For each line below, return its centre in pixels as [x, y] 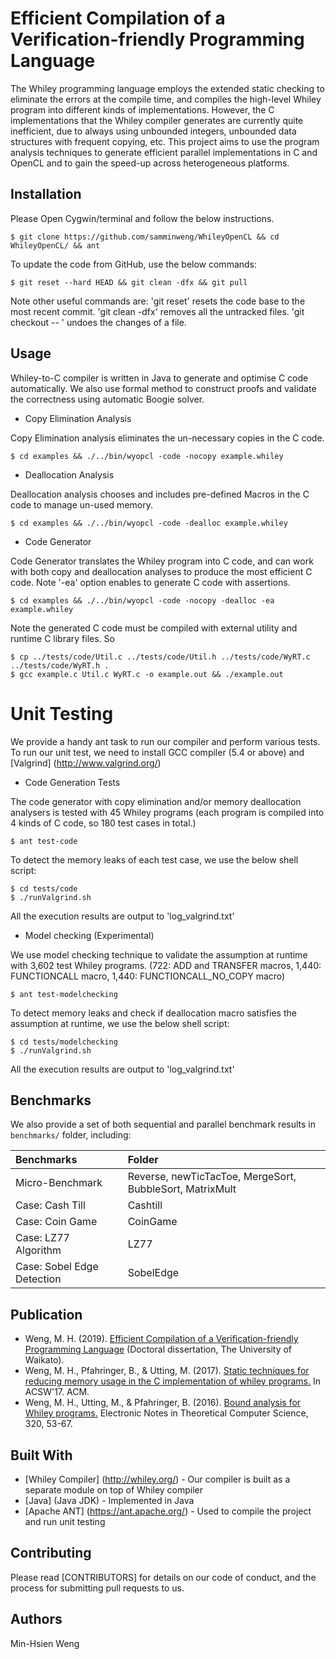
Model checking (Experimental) [89, 935]
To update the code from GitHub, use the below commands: [134, 264]
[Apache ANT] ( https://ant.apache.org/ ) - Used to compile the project [168, 1511]
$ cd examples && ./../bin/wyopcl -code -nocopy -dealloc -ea [142, 600]
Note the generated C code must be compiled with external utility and [154, 628]
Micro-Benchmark [59, 1183]
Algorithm [38, 1250]
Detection [38, 1279]
